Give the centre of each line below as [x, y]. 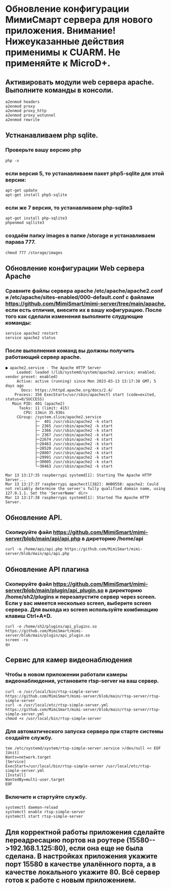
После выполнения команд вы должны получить [70, 351]
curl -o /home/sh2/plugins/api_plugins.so [51, 626]
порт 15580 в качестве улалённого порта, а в [81, 864]
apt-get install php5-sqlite [36, 195]
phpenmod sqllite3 [25, 223]
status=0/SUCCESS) [25, 399]
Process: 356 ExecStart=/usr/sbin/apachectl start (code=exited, [86, 394]
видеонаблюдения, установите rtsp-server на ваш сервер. [82, 681]
